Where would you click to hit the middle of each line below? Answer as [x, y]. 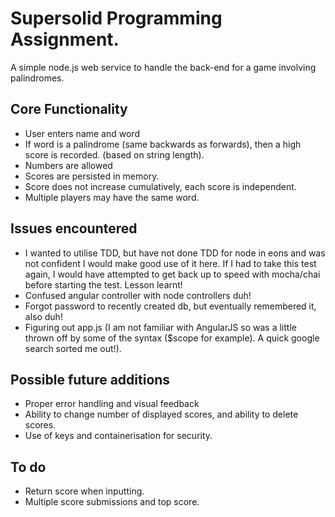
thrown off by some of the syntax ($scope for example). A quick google [172, 338]
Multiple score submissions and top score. [112, 502]
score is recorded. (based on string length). [114, 154]
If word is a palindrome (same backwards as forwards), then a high [163, 144]
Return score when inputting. [84, 491]
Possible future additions [90, 379]
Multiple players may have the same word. [112, 197]
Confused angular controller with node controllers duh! [138, 295]
